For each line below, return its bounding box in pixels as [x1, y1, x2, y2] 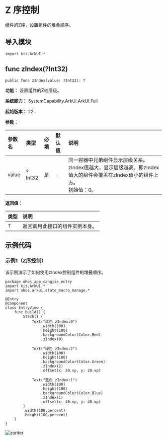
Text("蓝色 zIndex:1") [31, 378, 78, 383]
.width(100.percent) [23, 408, 66, 413]
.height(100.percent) [23, 413, 68, 418]
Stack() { [23, 314, 43, 319]
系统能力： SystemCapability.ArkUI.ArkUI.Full [5, 98, 98, 104]
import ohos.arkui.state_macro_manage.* [5, 288, 90, 293]
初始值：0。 [68, 186, 97, 193]
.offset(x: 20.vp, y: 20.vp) [40, 368, 101, 373]
